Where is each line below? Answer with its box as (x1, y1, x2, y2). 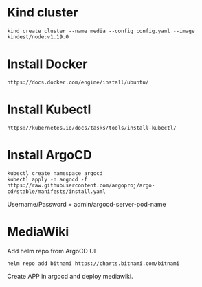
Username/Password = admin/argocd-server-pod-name (7, 200, 166, 208)
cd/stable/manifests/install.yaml (7, 187, 106, 195)
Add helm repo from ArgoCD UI (7, 246, 96, 255)
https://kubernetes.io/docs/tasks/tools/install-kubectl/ (7, 124, 177, 131)
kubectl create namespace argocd (7, 170, 103, 176)
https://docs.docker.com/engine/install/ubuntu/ (7, 79, 149, 86)
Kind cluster (7, 5, 78, 21)
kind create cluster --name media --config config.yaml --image (7, 27, 195, 34)
